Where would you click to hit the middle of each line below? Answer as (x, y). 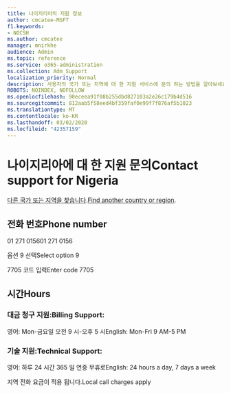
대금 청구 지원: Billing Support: (56, 315)
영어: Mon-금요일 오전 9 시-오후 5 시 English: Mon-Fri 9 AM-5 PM (97, 331)
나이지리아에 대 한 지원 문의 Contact (103, 165)
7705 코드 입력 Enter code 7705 (51, 270)
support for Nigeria (63, 180)
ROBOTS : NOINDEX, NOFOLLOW (46, 90)
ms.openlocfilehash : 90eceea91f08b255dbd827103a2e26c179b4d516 (100, 97)
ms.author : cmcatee (35, 39)
